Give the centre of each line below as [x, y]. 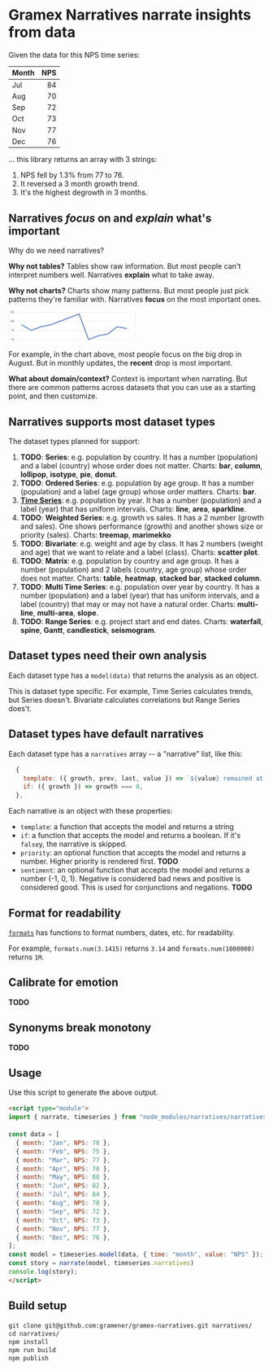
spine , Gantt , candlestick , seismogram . [88, 630]
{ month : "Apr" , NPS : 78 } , [63, 1169]
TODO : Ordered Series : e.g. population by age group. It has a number [137, 483]
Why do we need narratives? [56, 251]
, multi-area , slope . [66, 613]
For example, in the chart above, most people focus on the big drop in [125, 354]
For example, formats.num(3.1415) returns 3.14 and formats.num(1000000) [132, 948]
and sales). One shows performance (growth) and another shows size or [141, 526]
